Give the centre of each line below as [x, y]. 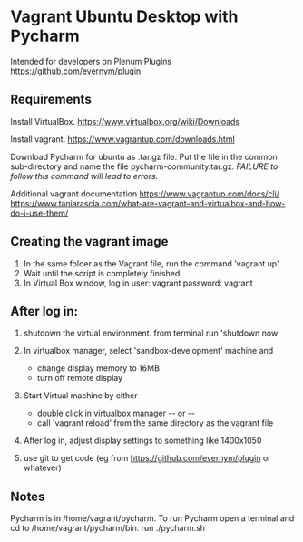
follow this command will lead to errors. [84, 176]
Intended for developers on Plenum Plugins [91, 61]
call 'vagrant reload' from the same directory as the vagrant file [155, 423]
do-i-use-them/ [39, 213]
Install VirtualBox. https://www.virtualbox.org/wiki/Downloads [125, 121]
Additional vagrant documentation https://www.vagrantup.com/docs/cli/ [145, 194]
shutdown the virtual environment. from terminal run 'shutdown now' [151, 333]
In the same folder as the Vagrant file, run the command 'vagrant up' [151, 263]
